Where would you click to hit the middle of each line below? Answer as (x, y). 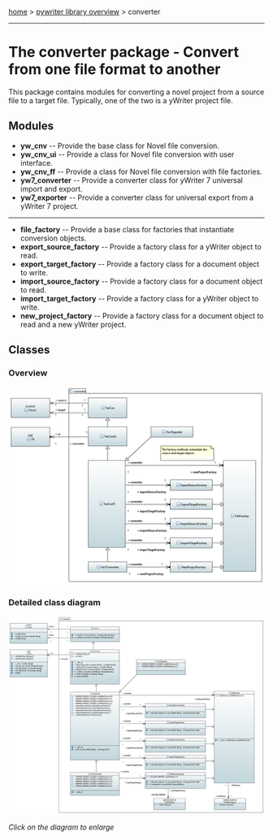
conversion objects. (53, 238)
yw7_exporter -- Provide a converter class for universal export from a (137, 197)
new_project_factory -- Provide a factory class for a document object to (142, 315)
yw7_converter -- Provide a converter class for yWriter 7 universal (132, 180)
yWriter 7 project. (49, 206)
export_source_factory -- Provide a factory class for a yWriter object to (141, 246)
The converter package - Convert (124, 52)
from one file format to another (115, 69)
